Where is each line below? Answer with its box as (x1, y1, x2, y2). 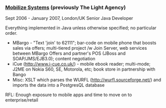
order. (5, 30, 17, 36)
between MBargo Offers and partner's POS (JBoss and (12, 50, 126, 56)
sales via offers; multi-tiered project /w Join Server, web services (12, 45, 147, 51)
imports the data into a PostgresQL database (12, 82, 105, 88)
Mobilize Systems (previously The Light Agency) (5, 4, 126, 11)
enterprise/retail (5, 97, 38, 103)
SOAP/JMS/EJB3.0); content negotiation (12, 56, 96, 62)
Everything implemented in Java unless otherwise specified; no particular (5, 25, 156, 31)
